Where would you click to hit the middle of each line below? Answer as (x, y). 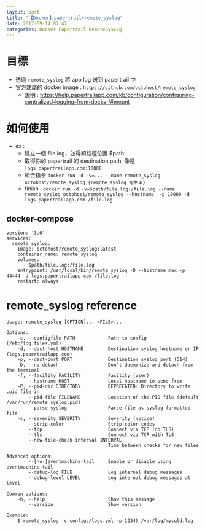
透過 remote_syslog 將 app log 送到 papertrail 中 (75, 80)
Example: (17, 515)
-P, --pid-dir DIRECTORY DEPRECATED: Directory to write (104, 386)
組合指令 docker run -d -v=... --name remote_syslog (92, 175)
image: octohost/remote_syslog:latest (67, 249)
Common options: (27, 494)
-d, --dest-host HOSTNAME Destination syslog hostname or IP (108, 349)
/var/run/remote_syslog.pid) (44, 402)
